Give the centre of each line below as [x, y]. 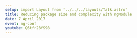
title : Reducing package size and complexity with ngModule [69, 14]
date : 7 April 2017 [25, 19]
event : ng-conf [21, 23]
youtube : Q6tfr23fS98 [28, 28]
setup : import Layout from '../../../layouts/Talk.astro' [66, 10]
